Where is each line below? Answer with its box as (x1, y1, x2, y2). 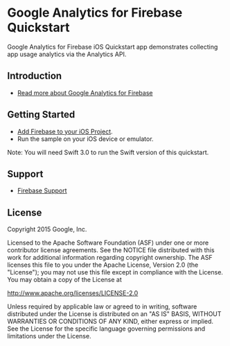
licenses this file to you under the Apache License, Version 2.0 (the (7, 261, 199, 269)
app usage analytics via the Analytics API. (7, 50, 127, 58)
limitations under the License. (7, 332, 91, 340)
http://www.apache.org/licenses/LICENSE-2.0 (7, 289, 139, 297)
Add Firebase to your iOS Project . (17, 127, 113, 135)
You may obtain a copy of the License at (7, 276, 123, 284)
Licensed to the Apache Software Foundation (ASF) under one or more (7, 238, 209, 247)
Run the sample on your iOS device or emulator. (17, 134, 154, 143)
